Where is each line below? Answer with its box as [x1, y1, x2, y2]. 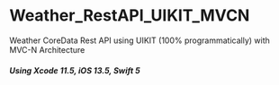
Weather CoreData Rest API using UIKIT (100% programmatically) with [9, 35, 270, 46]
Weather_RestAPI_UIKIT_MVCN [9, 5, 250, 26]
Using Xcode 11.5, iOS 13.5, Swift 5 [9, 64, 141, 76]
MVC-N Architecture [9, 44, 85, 55]
